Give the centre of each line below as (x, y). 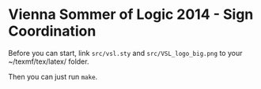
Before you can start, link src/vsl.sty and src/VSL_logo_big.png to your (125, 53)
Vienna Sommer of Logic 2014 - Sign (131, 15)
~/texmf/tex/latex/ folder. (49, 61)
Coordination (52, 31)
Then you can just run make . (53, 76)
